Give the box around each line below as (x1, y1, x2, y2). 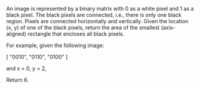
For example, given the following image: (6, 42, 104, 49)
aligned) (6, 30, 27, 37)
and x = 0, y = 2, (6, 65, 47, 72)
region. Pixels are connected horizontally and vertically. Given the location (6, 18, 189, 24)
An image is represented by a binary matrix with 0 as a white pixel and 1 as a (6, 5, 194, 12)
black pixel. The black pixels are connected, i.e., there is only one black (6, 11, 182, 18)
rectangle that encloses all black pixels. (27, 30, 124, 37)
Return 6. (6, 77, 29, 83)
